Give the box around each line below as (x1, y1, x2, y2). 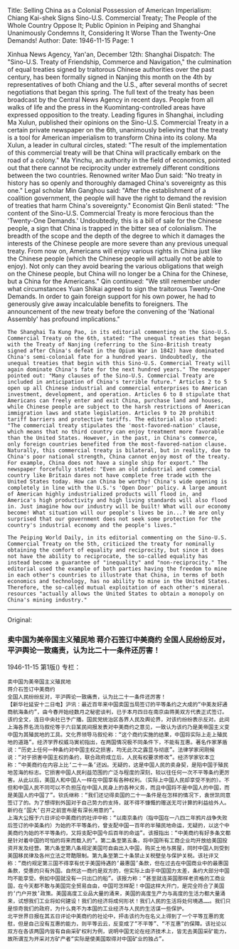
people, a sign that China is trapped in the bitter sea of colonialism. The (7, 224, 217, 232)
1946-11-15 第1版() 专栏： (7, 663, 81, 671)
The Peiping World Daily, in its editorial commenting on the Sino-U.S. (7, 534, 228, 541)
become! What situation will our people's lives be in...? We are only (7, 509, 224, 516)
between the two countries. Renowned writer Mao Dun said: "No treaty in (7, 171, 223, 179)
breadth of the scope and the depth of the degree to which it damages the (7, 231, 225, 240)
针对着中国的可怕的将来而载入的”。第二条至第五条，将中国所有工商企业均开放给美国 (12, 837, 223, 844)
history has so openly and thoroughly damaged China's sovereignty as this (7, 179, 227, 187)
